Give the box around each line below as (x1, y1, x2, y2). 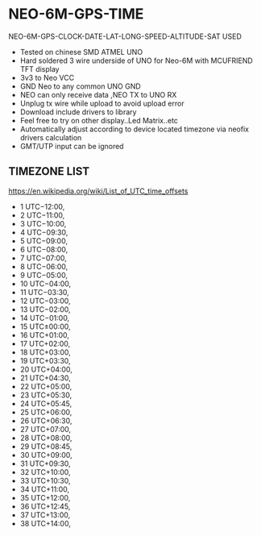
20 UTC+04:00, (19, 364, 72, 374)
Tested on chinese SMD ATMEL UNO (19, 47, 143, 56)
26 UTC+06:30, (19, 416, 72, 426)
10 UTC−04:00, (19, 279, 72, 289)
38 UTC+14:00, (19, 518, 71, 528)
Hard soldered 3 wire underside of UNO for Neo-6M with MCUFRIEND (19, 56, 254, 65)
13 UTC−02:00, (19, 304, 71, 314)
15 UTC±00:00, (19, 322, 71, 331)
